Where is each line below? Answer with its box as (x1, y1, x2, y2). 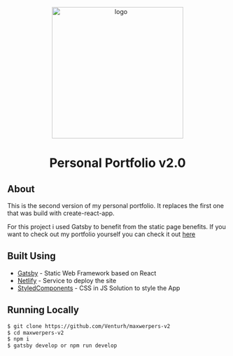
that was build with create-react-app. (7, 209, 115, 217)
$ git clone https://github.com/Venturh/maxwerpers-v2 (7, 322, 171, 329)
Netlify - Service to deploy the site (17, 276, 117, 285)
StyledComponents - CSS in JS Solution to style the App (17, 284, 181, 292)
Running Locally (7, 304, 79, 316)
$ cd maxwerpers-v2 (7, 329, 64, 336)
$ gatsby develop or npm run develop (7, 342, 118, 350)
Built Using (7, 250, 56, 262)
